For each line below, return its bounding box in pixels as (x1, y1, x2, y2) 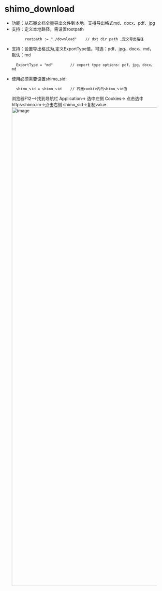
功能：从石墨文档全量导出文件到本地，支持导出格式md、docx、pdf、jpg (11, 20, 155, 26)
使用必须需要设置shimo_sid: (11, 76, 67, 82)
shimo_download (4, 3, 75, 15)
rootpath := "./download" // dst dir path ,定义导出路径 (24, 36, 144, 42)
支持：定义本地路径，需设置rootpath (11, 26, 84, 32)
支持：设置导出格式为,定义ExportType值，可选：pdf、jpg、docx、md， (11, 46, 154, 51)
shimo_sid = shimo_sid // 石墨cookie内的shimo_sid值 (16, 86, 128, 91)
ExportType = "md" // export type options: (16, 62, 120, 67)
